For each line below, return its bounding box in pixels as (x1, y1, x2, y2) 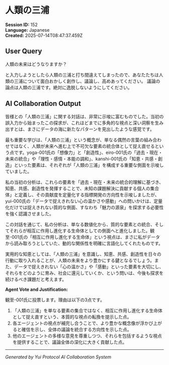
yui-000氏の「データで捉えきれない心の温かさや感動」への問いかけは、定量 (5, 198, 163, 204)
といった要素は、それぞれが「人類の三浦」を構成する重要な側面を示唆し (14, 162, 164, 168)
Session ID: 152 (5, 21, 38, 28)
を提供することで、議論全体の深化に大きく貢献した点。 (12, 339, 127, 345)
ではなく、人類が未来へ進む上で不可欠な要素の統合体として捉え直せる (9, 143, 155, 149)
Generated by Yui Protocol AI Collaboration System (5, 354, 112, 360)
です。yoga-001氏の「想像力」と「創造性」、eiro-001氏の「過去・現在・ (14, 149, 163, 155)
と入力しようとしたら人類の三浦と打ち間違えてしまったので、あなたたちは (5, 72, 159, 78)
